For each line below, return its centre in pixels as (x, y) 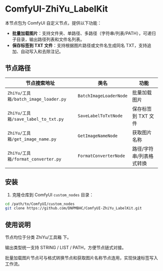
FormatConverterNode (101, 156)
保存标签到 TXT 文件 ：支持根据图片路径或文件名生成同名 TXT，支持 (79, 45)
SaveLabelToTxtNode (100, 116)
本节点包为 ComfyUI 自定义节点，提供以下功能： (53, 23)
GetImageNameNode (98, 136)
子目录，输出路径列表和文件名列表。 (48, 39)
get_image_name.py (35, 139)
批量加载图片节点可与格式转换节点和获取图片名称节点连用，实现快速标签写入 (81, 258)
